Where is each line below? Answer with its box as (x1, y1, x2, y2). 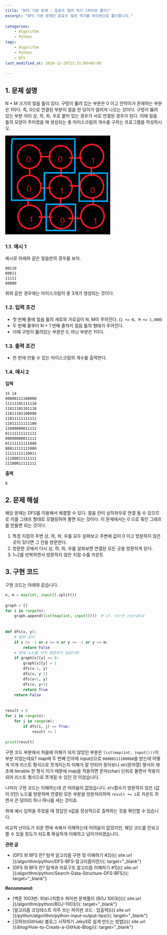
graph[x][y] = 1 (23, 661, 57, 666)
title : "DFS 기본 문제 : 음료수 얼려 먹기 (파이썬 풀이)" (5, 8, 111, 13)
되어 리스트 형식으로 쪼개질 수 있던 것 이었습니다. (5, 774, 100, 780)
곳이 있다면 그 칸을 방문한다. (12, 539, 67, 546)
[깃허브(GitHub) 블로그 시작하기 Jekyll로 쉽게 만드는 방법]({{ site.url (12, 919, 146, 925)
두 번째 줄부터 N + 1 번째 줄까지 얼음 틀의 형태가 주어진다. (12, 322, 124, 329)
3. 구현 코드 (5, 567, 39, 576)
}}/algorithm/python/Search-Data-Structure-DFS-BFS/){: (12, 870, 129, 876)
